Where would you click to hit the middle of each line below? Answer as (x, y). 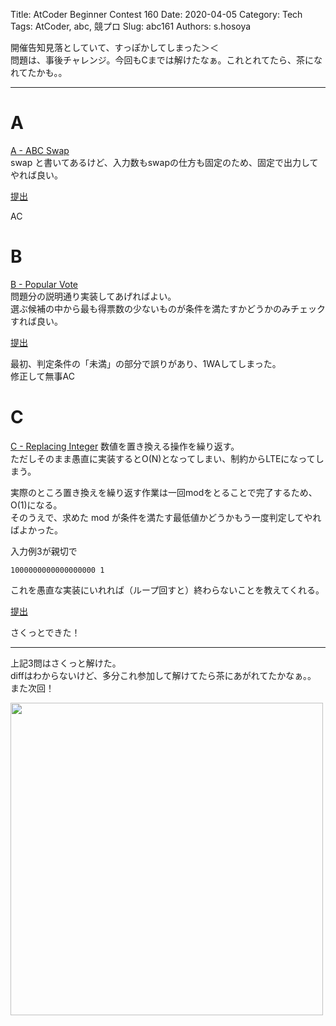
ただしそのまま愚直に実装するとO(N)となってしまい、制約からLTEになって (163, 458)
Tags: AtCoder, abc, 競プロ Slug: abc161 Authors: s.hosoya (131, 26)
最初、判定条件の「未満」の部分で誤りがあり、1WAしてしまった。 (146, 363)
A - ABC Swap (40, 150)
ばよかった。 (36, 530)
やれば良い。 (36, 175)
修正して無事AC (42, 376)
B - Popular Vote (44, 284)
